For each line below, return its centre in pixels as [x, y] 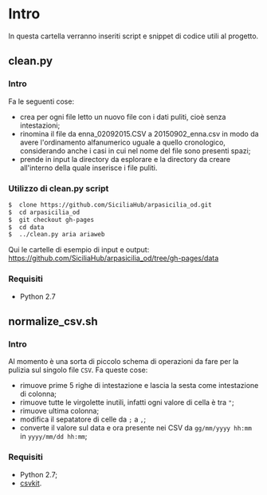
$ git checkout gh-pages [51, 220]
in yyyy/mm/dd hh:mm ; [53, 437]
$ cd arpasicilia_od [44, 212]
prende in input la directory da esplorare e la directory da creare [125, 159]
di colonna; [38, 394]
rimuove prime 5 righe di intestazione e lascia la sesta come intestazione [139, 386]
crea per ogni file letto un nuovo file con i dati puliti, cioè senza [123, 117]
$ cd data [26, 227]
